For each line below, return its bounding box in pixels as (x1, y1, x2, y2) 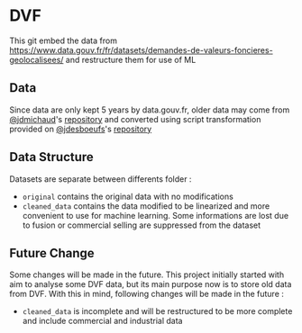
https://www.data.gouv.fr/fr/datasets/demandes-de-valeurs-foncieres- (9, 44, 273, 55)
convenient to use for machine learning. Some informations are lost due (22, 210, 289, 220)
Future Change (9, 245, 95, 261)
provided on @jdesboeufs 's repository (9, 123, 152, 134)
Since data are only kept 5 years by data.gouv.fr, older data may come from (9, 104, 290, 115)
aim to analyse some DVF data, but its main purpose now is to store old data (9, 279, 292, 290)
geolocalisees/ (9, 54, 64, 65)
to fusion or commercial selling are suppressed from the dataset (22, 220, 261, 230)
